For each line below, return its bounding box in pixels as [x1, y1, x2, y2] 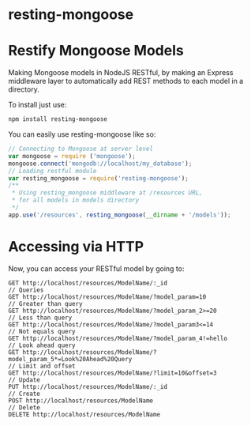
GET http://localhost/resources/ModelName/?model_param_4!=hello [8, 334, 227, 342]
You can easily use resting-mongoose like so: [8, 130, 156, 139]
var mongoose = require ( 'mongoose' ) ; [8, 152, 136, 160]
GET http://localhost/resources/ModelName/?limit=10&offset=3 [8, 369, 217, 377]
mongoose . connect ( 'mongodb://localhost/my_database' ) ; [8, 160, 193, 168]
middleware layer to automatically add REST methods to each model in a [8, 77, 244, 86]
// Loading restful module [8, 167, 97, 175]
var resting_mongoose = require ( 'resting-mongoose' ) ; [8, 174, 189, 183]
